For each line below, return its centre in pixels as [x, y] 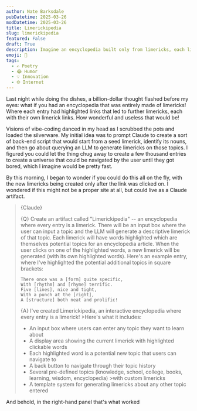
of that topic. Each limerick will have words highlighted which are [99, 237]
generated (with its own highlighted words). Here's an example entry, [104, 256]
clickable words [48, 347]
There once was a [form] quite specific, [72, 279]
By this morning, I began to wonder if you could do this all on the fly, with [94, 177]
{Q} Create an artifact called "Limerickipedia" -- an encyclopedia [99, 219]
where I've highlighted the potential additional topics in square [96, 262]
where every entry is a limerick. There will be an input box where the [103, 225]
